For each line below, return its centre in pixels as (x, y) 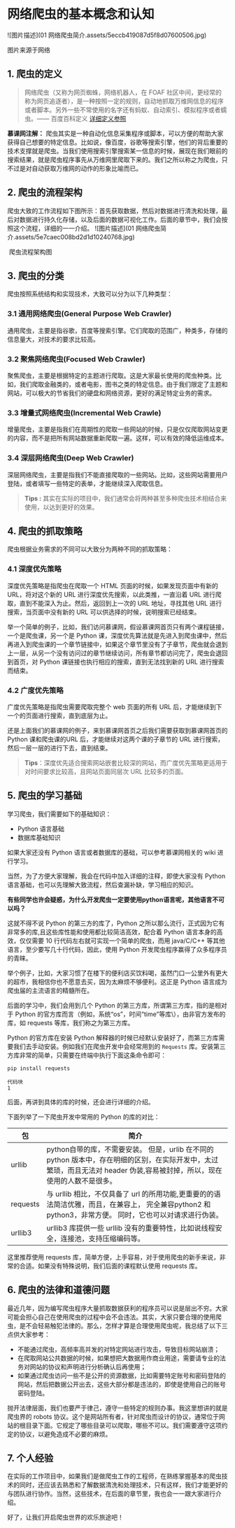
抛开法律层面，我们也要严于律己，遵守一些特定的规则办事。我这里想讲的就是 (117, 1408)
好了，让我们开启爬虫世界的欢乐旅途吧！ (65, 1518)
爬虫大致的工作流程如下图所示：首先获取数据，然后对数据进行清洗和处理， (114, 210)
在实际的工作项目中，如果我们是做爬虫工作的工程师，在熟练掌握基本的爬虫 (114, 1476)
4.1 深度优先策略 (34, 569)
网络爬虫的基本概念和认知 (81, 14)
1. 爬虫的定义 (35, 74)
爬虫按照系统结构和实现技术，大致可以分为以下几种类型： (90, 294)
